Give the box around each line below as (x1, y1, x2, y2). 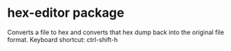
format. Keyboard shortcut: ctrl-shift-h (7, 35, 118, 43)
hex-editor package (7, 5, 125, 21)
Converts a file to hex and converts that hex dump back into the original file (7, 28, 225, 36)
